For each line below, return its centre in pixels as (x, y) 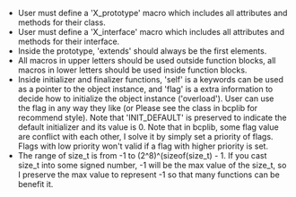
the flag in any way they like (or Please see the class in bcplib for (138, 108)
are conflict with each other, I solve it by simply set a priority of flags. (145, 137)
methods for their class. (61, 22)
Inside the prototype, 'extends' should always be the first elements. (142, 51)
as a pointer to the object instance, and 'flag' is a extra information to (145, 89)
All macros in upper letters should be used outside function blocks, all (147, 60)
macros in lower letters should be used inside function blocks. (132, 70)
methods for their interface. (69, 41)
